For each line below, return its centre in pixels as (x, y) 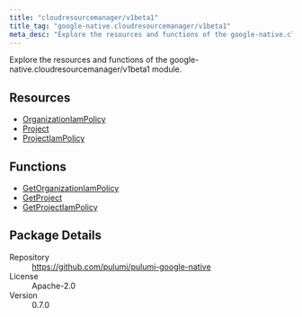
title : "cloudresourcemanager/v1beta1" (84, 18)
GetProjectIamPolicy (60, 207)
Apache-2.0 (54, 286)
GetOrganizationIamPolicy (71, 188)
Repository (29, 257)
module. (167, 69)
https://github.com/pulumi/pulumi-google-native (121, 267)
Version (23, 295)
